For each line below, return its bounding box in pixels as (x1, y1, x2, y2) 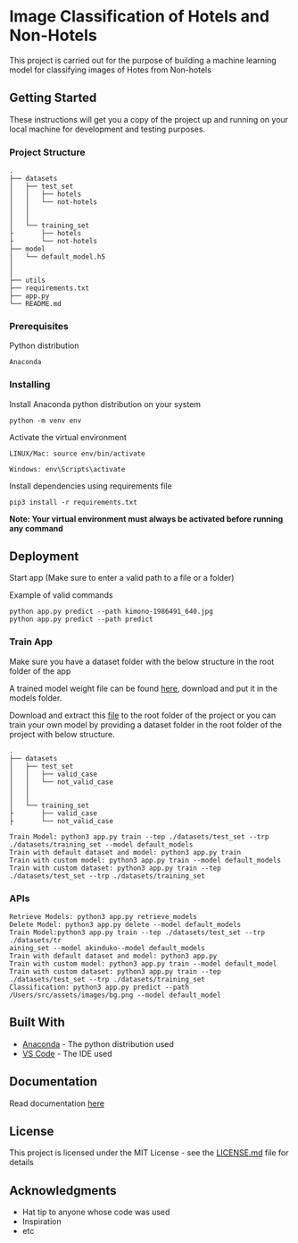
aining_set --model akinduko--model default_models (9, 944, 205, 953)
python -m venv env (9, 416, 82, 425)
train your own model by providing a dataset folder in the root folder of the (9, 719, 283, 730)
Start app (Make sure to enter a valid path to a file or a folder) (9, 573, 235, 583)
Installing (9, 379, 51, 391)
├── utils (9, 276, 46, 285)
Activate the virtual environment (9, 431, 128, 442)
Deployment (9, 549, 79, 565)
